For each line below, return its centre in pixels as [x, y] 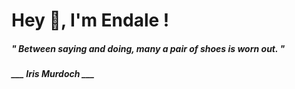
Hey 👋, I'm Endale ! [90, 20]
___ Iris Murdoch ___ [53, 74]
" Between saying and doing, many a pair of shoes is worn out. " [148, 48]
